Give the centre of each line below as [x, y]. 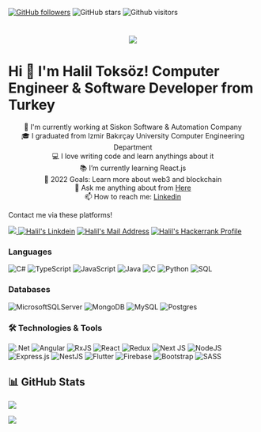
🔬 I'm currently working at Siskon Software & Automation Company [133, 127]
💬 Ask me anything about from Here [133, 188]
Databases [29, 290]
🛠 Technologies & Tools [55, 328]
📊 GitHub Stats [47, 383]
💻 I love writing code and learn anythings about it [133, 156]
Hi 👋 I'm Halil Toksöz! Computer [114, 72]
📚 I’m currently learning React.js [133, 168]
